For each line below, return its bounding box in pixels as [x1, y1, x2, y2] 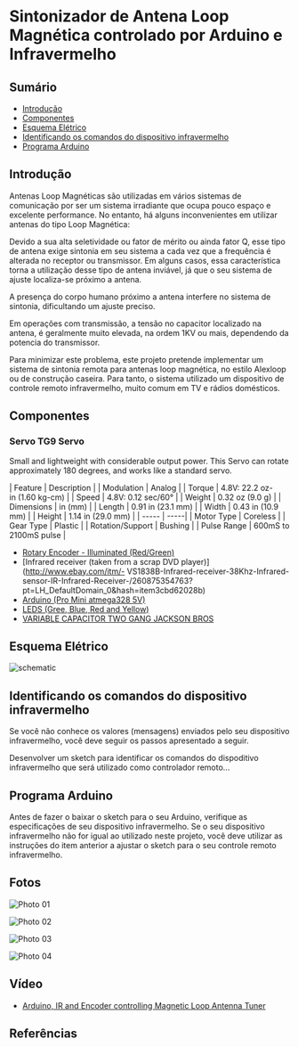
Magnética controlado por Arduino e [9, 25, 283, 45]
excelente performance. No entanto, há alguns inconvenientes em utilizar [9, 209, 278, 220]
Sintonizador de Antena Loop [9, 6, 230, 27]
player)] [181, 556, 210, 567]
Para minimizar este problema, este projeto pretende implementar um [9, 354, 264, 364]
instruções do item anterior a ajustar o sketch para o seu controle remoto [9, 839, 278, 850]
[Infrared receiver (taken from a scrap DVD [21, 556, 180, 567]
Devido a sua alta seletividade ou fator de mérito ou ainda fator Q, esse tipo [9, 236, 286, 247]
